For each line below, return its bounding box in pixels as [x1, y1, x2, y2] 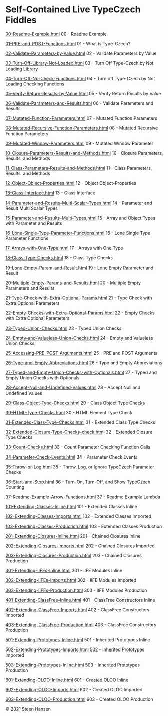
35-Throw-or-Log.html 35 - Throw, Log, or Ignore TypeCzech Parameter [5, 464, 154, 470]
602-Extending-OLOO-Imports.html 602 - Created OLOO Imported [5, 686, 143, 692]
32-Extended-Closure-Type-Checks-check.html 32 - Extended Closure [5, 429, 153, 435]
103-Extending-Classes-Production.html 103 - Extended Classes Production [5, 523, 162, 529]
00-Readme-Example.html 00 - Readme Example [5, 31, 107, 37]
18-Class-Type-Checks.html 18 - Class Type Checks [5, 254, 113, 261]
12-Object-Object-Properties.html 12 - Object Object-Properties [5, 180, 137, 186]
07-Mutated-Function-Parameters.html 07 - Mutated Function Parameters [5, 115, 158, 121]
